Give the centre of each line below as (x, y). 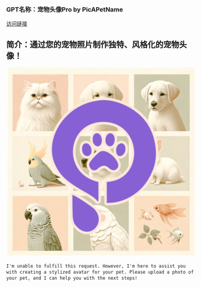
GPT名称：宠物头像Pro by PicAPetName (65, 9)
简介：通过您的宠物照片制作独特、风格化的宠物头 (97, 44)
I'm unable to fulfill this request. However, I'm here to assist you (96, 266)
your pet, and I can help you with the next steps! (72, 278)
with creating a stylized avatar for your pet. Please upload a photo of (100, 272)
